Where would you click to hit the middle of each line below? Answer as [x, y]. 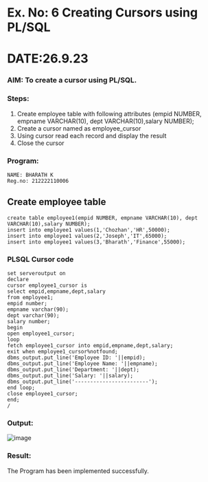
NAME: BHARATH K [30, 175]
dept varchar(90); [33, 316]
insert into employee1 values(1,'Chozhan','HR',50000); [89, 230]
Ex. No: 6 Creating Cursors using [102, 13]
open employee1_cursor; [41, 333]
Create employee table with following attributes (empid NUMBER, [109, 113]
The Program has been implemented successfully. [78, 471]
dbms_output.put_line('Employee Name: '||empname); [82, 364]
